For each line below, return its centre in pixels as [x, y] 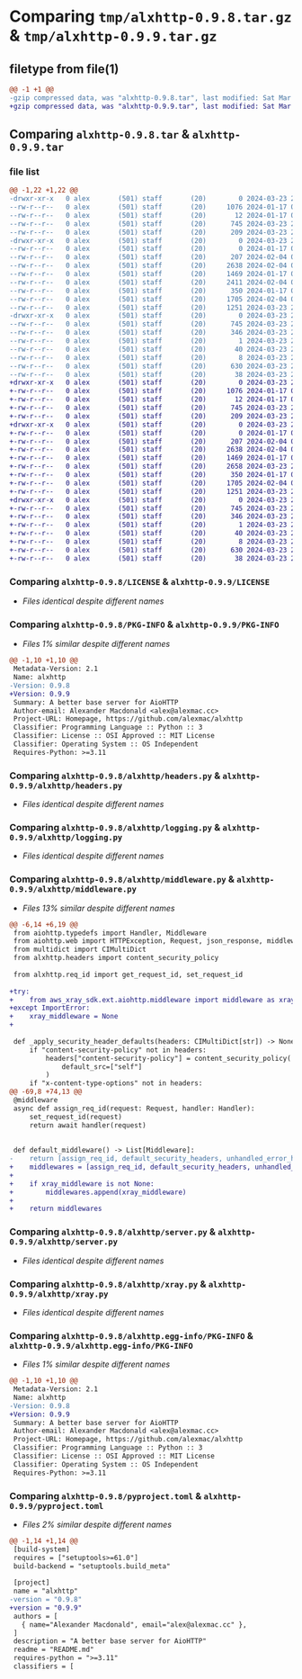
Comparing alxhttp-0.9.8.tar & [100, 135]
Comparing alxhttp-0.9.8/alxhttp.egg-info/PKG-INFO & [132, 1335]
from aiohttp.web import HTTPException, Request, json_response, [138, 941]
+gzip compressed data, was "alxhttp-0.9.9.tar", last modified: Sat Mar [151, 106]
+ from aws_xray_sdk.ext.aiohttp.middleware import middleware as [142, 1000]
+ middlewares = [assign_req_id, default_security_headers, [130, 1167]
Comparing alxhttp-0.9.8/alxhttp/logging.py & [115, 827]
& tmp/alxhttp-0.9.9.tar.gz [113, 36]
